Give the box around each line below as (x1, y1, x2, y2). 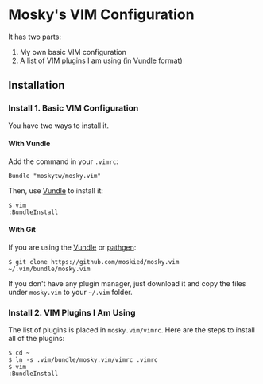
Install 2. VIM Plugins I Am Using (8, 307, 137, 318)
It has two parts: (8, 32, 62, 41)
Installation (8, 79, 65, 92)
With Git (8, 225, 36, 235)
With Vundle (8, 139, 51, 149)
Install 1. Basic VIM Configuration (8, 103, 139, 114)
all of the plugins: (8, 334, 65, 343)
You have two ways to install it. (8, 121, 110, 130)
